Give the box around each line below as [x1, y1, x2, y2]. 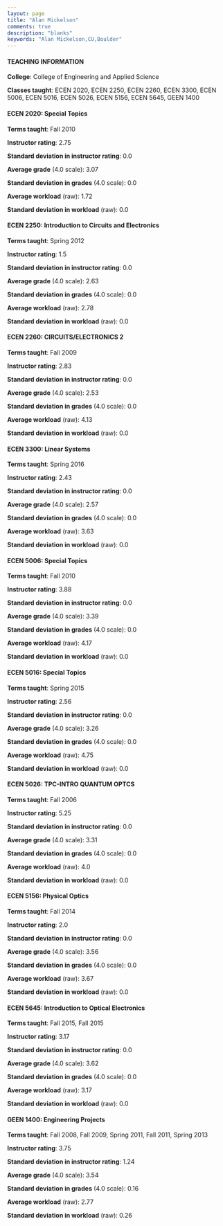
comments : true [7, 23, 51, 30]
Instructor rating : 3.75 [7, 1144, 71, 1153]
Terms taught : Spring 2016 [7, 460, 84, 468]
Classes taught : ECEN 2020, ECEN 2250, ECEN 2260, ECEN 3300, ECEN [7, 86, 217, 94]
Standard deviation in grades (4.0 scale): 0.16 [7, 1184, 139, 1193]
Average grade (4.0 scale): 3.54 [7, 1171, 99, 1180]
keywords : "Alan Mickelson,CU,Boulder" [7, 36, 123, 43]
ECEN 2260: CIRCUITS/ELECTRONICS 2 [7, 333, 124, 341]
